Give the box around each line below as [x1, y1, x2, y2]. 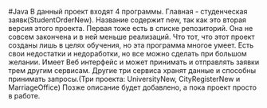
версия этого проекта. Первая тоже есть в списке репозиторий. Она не [8, 24, 253, 33]
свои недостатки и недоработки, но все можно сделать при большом [8, 49, 247, 58]
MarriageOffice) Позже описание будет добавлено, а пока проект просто [8, 83, 257, 92]
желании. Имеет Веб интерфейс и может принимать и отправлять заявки [8, 57, 260, 67]
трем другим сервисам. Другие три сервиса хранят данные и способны [8, 66, 257, 75]
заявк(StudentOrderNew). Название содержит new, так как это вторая [8, 15, 247, 25]
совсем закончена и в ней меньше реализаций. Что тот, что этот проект [8, 32, 255, 41]
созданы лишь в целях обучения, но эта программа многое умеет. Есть [8, 40, 254, 50]
